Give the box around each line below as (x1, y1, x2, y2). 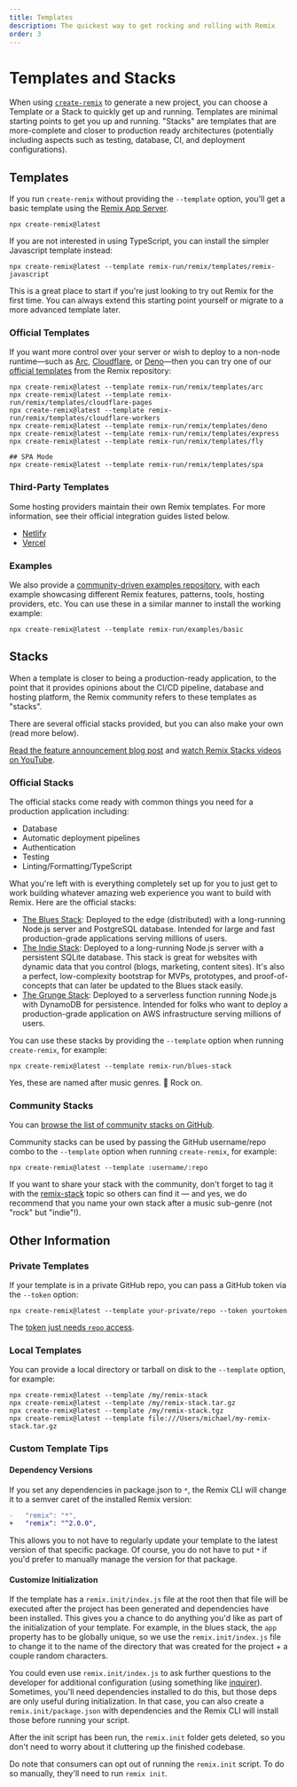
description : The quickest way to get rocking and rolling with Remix (9, 21, 276, 30)
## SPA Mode (9, 453, 53, 462)
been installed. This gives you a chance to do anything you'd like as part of (9, 1613, 283, 1624)
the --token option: (9, 1289, 79, 1301)
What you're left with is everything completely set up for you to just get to (9, 878, 277, 889)
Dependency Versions (9, 1464, 93, 1475)
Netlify (21, 527, 47, 538)
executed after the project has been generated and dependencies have (9, 1603, 270, 1614)
